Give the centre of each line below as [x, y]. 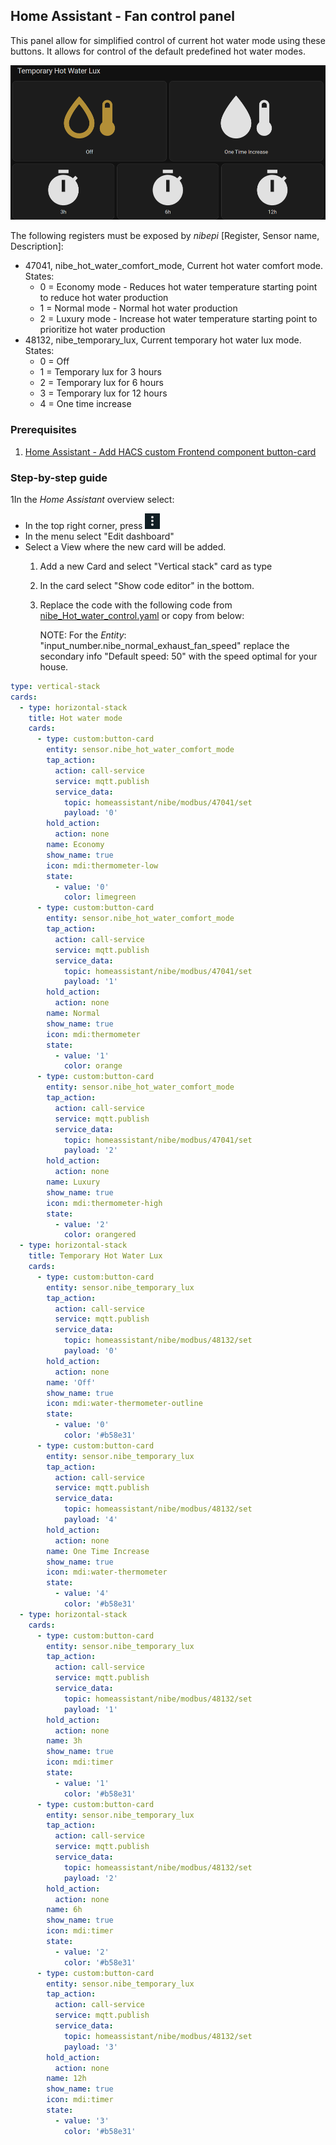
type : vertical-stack [55, 686]
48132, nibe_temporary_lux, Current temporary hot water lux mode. [163, 340]
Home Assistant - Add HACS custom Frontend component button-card [170, 451]
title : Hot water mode [75, 718]
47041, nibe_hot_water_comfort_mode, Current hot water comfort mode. [173, 266]
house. [54, 666]
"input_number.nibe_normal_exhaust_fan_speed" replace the [164, 645]
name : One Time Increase [98, 1551]
